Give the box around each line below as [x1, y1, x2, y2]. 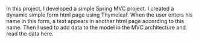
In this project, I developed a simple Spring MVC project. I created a [6, 5, 174, 12]
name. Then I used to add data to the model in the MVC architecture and [6, 24, 186, 31]
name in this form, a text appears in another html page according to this [6, 18, 185, 24]
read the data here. [6, 30, 54, 37]
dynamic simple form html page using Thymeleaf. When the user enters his [6, 11, 193, 18]
